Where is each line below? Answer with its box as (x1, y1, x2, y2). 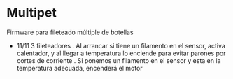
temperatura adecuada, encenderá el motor (16, 64, 143, 72)
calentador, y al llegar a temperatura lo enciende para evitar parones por (16, 49, 226, 57)
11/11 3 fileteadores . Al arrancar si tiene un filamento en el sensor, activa (16, 41, 225, 50)
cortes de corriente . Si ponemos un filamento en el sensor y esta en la (16, 56, 221, 64)
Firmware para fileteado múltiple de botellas (6, 28, 134, 36)
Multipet (6, 5, 57, 21)
